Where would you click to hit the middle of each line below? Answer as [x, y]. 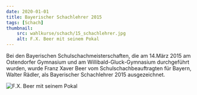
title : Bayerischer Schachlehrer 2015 [54, 17]
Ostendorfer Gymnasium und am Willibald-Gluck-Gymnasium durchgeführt [98, 62]
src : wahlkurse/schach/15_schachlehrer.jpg [72, 34]
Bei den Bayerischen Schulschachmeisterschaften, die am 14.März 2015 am [99, 56]
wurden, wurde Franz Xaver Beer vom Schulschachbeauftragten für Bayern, [99, 68]
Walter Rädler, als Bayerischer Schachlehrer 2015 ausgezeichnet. [86, 75]
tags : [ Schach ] [25, 22]
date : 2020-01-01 [28, 12]
